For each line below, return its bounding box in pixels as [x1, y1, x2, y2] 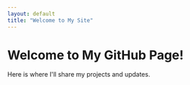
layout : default [7, 10, 55, 18]
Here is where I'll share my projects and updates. [7, 70, 150, 79]
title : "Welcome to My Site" [7, 17, 94, 24]
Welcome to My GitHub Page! [7, 47, 184, 63]
